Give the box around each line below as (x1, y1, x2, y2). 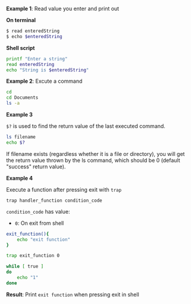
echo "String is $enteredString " (6, 67, 89, 73)
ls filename (6, 134, 36, 140)
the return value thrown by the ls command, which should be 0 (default (6, 156, 180, 164)
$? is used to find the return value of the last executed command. (6, 123, 165, 130)
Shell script (6, 44, 35, 51)
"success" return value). (6, 163, 66, 170)
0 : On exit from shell (14, 220, 64, 227)
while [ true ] (6, 264, 44, 269)
